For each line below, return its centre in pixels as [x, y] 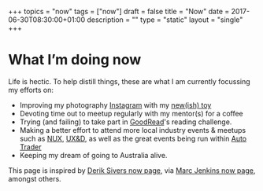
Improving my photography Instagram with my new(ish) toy [115, 105]
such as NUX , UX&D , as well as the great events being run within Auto [133, 138]
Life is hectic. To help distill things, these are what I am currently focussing [129, 81]
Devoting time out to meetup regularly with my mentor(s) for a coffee [131, 113]
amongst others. [35, 178]
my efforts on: [31, 90]
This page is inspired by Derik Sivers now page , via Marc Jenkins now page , [132, 170]
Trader [30, 147]
